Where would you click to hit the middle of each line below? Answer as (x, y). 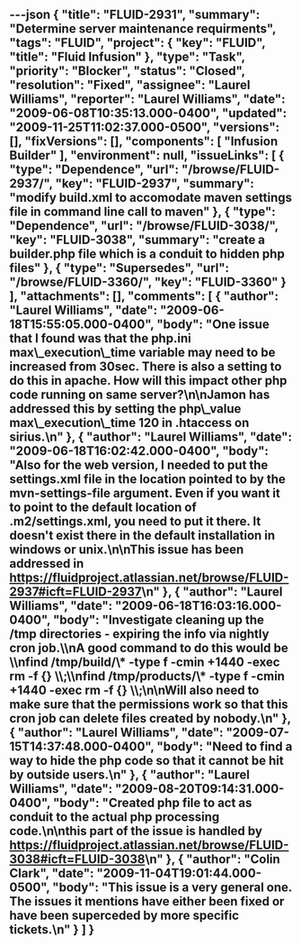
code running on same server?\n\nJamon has (140, 395)
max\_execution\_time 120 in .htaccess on (129, 423)
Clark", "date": (52, 873)
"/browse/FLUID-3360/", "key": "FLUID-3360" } (148, 282)
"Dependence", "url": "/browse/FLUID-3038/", (144, 226)
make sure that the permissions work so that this (149, 705)
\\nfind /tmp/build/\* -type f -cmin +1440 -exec (145, 663)
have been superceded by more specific (124, 916)
